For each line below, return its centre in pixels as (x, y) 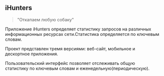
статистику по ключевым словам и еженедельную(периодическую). (77, 68)
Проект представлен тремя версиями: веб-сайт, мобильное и (70, 48)
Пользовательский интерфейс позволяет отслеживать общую (70, 63)
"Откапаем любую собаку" (46, 19)
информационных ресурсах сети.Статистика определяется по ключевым (82, 34)
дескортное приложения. (32, 54)
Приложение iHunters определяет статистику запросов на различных (78, 29)
